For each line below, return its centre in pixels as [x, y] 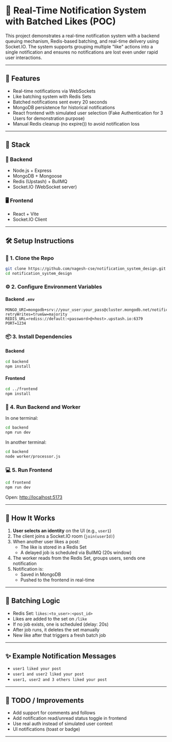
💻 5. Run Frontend [29, 470]
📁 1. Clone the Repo [30, 258]
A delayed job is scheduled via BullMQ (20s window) [76, 552]
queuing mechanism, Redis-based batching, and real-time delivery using [82, 41]
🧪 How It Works [30, 518]
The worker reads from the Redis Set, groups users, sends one [79, 558]
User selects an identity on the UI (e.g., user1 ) [62, 531]
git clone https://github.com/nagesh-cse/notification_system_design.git [86, 269]
